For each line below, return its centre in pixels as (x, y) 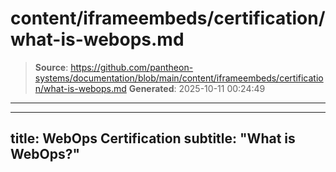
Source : (51, 67)
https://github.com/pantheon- (132, 67)
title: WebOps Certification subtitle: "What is (153, 138)
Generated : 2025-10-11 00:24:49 (197, 88)
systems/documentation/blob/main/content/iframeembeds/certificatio (179, 78)
